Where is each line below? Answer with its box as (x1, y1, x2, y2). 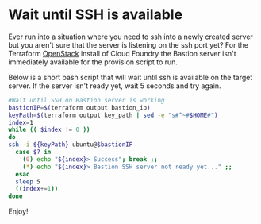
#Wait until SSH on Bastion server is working (8, 96, 165, 104)
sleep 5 (15, 177, 41, 186)
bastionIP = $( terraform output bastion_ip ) (8, 103, 151, 112)
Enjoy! (8, 207, 29, 216)
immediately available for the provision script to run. (8, 57, 178, 67)
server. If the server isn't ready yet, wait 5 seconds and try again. (8, 81, 221, 91)
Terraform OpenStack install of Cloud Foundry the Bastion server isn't (8, 48, 236, 58)
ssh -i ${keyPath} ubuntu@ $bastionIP (8, 141, 133, 149)
